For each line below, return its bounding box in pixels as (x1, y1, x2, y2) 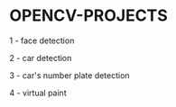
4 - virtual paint (9, 87, 67, 98)
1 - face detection (9, 35, 75, 46)
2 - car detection (9, 52, 72, 63)
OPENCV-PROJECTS (9, 5, 169, 26)
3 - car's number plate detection (9, 69, 130, 81)
